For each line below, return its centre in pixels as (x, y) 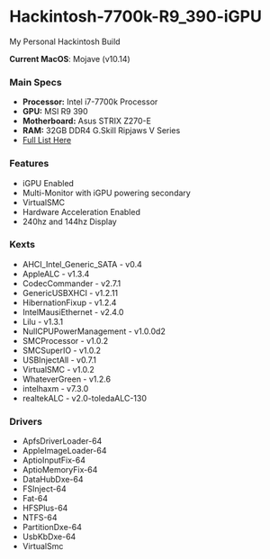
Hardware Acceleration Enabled (81, 212)
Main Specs (36, 82)
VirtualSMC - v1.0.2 (58, 369)
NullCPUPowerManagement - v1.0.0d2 (94, 331)
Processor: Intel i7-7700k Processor (90, 102)
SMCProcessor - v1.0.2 (65, 340)
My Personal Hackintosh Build (65, 41)
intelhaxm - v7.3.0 (55, 388)
